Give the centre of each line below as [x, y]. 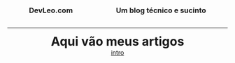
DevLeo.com [51, 10]
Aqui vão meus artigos [117, 42]
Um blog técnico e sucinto [161, 10]
